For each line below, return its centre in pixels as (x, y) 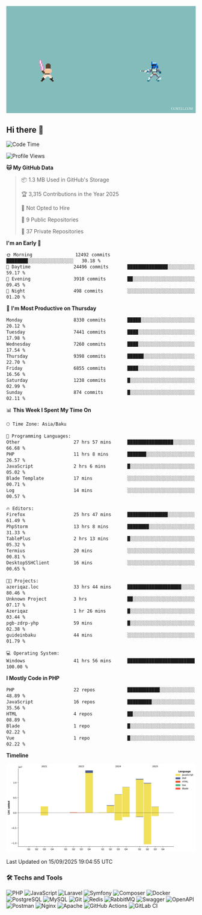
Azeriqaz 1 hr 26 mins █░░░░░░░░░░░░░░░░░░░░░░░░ (101, 611)
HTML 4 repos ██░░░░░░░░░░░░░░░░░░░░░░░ (101, 714)
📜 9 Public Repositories (50, 220)
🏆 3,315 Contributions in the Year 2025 (70, 194)
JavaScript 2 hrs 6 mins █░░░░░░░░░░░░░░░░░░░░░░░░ (101, 467)
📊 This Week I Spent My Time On (49, 410)
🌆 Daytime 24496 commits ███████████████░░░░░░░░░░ (101, 267)
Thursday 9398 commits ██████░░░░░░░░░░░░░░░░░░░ (101, 356)
